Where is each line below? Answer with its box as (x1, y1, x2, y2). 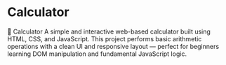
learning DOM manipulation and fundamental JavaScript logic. (7, 50, 187, 58)
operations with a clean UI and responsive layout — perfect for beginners (7, 42, 220, 50)
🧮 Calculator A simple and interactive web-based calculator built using (7, 27, 211, 36)
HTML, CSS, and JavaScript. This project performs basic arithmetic (7, 34, 202, 43)
